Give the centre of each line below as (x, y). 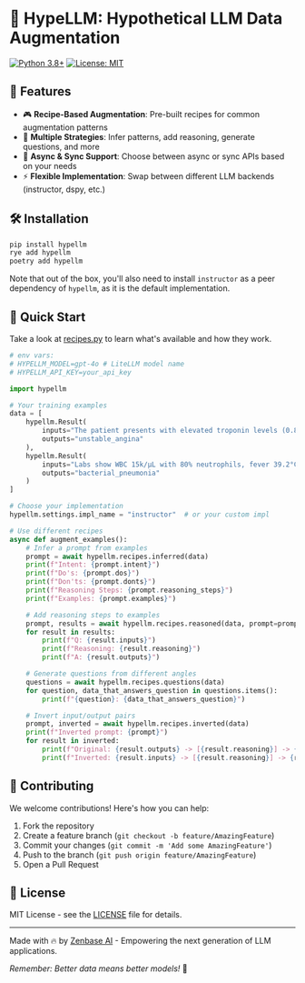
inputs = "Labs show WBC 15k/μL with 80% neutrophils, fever (156, 464)
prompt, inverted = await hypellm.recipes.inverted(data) (138, 724)
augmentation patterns (65, 127)
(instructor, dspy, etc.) (64, 189)
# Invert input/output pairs (81, 716)
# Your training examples (58, 405)
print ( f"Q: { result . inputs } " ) (99, 640)
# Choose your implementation (67, 507)
